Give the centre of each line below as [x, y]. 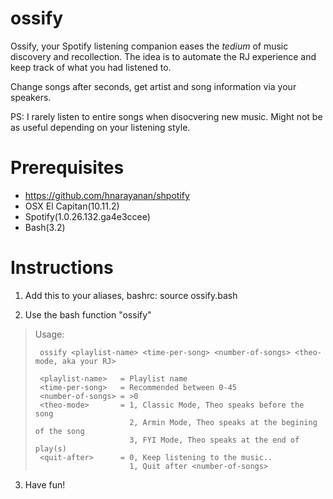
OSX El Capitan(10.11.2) [72, 206]
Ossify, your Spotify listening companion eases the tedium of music [149, 46]
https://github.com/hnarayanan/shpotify [107, 195]
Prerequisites [67, 168]
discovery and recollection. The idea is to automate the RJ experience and [163, 56]
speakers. [31, 97]
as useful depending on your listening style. [100, 127]
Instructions [62, 268]
